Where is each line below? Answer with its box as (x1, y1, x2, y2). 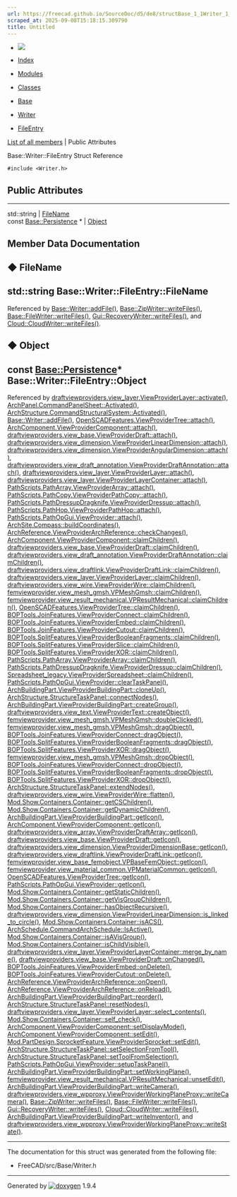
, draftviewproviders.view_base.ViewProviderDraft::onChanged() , (15, 954, 205, 963)
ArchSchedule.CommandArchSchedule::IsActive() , (7, 925, 154, 933)
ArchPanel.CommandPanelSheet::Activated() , (7, 400, 140, 409)
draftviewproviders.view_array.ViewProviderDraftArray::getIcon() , (7, 828, 198, 836)
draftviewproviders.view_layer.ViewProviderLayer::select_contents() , (7, 1007, 207, 1016)
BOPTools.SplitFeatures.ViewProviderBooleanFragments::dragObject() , (7, 737, 214, 746)
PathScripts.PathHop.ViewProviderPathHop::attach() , (7, 505, 162, 514)
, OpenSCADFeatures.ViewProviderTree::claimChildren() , (15, 603, 181, 611)
